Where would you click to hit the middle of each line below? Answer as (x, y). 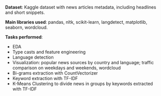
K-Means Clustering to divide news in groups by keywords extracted (82, 84)
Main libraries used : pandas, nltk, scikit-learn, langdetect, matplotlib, (76, 22)
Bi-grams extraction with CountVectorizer (55, 73)
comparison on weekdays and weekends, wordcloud (67, 68)
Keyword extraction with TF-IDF (45, 78)
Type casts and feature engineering (49, 52)
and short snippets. (25, 12)
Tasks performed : (24, 37)
